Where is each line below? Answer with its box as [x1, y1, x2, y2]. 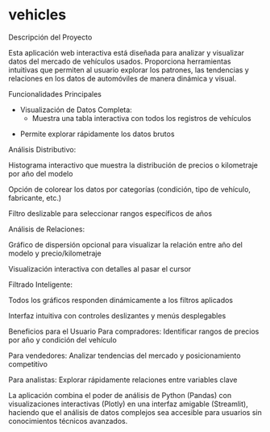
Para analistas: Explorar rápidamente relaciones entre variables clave [8, 375, 238, 384]
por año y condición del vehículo [8, 334, 117, 344]
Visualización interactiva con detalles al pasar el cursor [8, 264, 192, 273]
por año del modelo [8, 168, 73, 178]
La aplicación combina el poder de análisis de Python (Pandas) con [8, 390, 232, 400]
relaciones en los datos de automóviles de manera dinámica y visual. [8, 73, 237, 83]
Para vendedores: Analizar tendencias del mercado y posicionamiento [8, 351, 241, 360]
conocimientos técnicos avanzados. [8, 416, 128, 426]
